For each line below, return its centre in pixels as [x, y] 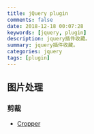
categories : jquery [35, 52]
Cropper [29, 124]
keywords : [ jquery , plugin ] [47, 32]
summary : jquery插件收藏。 [43, 45]
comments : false [30, 20]
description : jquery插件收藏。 [49, 39]
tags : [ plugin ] [29, 58]
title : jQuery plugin [38, 13]
